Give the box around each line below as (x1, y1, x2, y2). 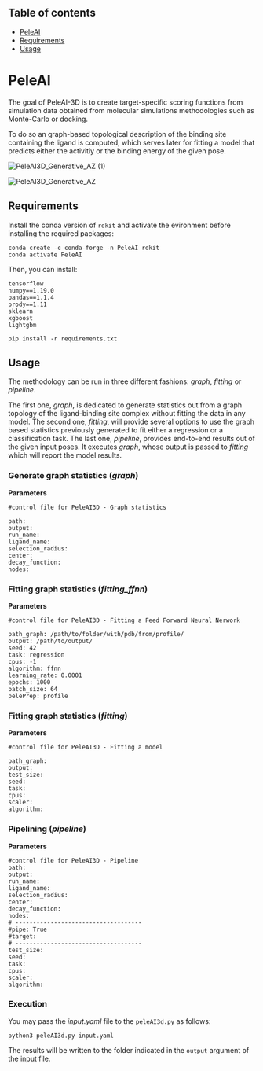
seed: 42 (8, 644, 37, 652)
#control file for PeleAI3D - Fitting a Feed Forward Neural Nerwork (8, 616, 241, 624)
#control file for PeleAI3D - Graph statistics (8, 503, 167, 511)
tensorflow (8, 279, 44, 288)
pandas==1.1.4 (8, 293, 55, 301)
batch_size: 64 (8, 685, 58, 693)
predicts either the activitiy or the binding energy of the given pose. (8, 145, 226, 156)
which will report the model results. (8, 451, 122, 460)
